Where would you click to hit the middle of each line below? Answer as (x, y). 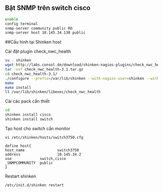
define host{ (18, 146)
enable (12, 19)
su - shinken (18, 60)
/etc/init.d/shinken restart (34, 185)
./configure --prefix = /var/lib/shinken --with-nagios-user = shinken (75, 78)
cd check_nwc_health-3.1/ (31, 74)
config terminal (21, 24)
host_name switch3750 (42, 150)
